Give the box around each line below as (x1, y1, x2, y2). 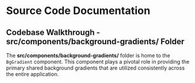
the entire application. (6, 71, 59, 77)
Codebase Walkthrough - (6, 27, 100, 37)
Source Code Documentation (6, 4, 151, 18)
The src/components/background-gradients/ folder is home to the (6, 52, 170, 59)
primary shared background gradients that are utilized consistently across (6, 64, 185, 71)
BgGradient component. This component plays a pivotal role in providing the (6, 58, 190, 65)
